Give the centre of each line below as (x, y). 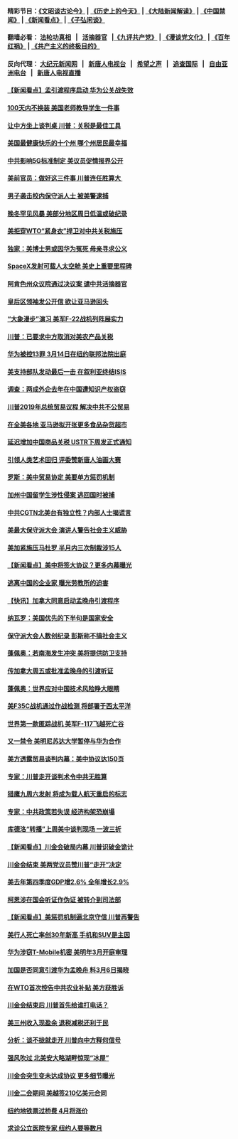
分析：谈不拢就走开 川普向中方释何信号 (64, 1040)
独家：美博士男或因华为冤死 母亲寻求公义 (67, 248)
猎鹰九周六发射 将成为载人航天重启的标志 (67, 794)
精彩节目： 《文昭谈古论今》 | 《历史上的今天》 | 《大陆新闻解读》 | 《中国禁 (117, 11)
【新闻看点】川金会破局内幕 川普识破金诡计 (70, 847)
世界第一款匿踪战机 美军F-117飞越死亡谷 (66, 723)
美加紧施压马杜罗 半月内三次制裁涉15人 (65, 547)
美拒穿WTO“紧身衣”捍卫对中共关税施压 (65, 231)
